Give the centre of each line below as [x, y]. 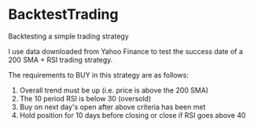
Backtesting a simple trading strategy [68, 36]
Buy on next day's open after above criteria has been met [112, 107]
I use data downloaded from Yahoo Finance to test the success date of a [126, 51]
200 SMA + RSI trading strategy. [61, 60]
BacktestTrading [63, 15]
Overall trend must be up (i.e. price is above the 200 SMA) [114, 90]
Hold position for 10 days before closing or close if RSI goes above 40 [133, 115]
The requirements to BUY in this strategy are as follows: [98, 75]
